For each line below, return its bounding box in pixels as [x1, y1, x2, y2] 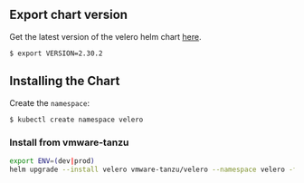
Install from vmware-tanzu [9, 136, 129, 149]
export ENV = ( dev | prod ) [9, 156, 95, 166]
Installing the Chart [9, 73, 120, 89]
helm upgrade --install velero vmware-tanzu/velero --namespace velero [9, 165, 285, 174]
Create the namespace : [9, 97, 90, 108]
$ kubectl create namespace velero [9, 115, 144, 124]
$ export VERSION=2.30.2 [9, 49, 103, 58]
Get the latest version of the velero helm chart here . [9, 31, 202, 42]
